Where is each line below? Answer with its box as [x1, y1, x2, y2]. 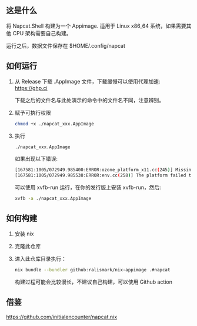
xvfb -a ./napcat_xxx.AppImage [14, 196, 92, 202]
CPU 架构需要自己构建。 [12, 29, 72, 36]
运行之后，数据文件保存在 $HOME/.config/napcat [6, 42, 125, 49]
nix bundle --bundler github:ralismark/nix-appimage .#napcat [14, 267, 171, 272]
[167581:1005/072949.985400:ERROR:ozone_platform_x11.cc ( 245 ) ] [14, 167, 173, 173]
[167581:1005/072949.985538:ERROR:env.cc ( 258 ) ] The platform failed [14, 172, 186, 178]
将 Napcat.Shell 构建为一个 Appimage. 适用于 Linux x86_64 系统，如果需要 [6, 22, 186, 29]
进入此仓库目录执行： [14, 255, 66, 262]
